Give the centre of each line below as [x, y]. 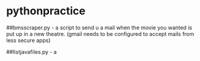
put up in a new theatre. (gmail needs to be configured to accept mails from [100, 33]
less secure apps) [28, 40]
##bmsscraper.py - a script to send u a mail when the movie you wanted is [99, 28]
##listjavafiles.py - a [32, 51]
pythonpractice [46, 11]
